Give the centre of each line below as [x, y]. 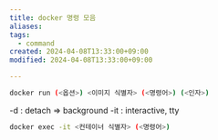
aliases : [26, 26]
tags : [20, 35]
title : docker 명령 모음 [53, 18]
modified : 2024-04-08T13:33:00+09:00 [81, 60]
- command [36, 43]
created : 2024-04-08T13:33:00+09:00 [79, 52]
